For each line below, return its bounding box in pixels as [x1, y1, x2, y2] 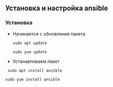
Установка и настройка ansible [5, 4, 108, 13]
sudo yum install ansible [5, 77, 60, 82]
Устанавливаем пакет [12, 58, 60, 64]
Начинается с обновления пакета [12, 30, 86, 37]
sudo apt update [12, 40, 47, 46]
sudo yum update [12, 49, 47, 55]
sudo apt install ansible [7, 68, 62, 73]
